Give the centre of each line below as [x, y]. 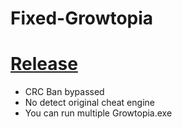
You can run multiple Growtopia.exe [98, 113]
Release [44, 64]
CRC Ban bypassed [64, 92]
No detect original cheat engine [89, 103]
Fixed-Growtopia [82, 18]
